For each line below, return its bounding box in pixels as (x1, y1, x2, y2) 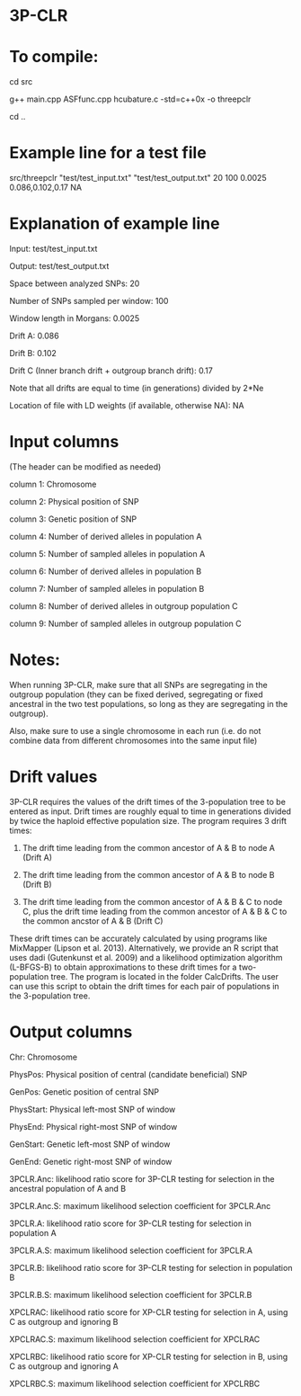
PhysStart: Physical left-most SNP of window (9, 1104, 176, 1114)
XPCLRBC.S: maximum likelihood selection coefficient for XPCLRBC (9, 1378, 261, 1389)
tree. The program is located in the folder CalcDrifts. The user (50, 971, 279, 981)
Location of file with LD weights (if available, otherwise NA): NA (9, 400, 244, 410)
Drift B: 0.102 (9, 348, 57, 358)
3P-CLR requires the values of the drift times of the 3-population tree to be (9, 796, 286, 807)
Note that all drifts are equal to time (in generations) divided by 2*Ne (9, 383, 264, 393)
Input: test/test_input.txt (9, 244, 98, 254)
